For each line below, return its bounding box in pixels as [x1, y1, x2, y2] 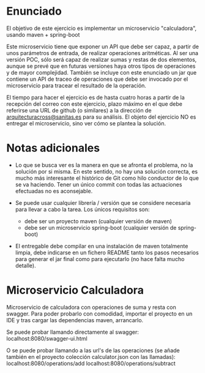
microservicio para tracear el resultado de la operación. [6, 81, 147, 89]
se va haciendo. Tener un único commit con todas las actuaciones [15, 180, 182, 188]
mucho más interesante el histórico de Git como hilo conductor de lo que [15, 174, 199, 182]
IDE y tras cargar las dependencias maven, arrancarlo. [6, 316, 144, 323]
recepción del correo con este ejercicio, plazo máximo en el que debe [6, 100, 182, 108]
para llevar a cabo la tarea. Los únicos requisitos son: [15, 205, 150, 213]
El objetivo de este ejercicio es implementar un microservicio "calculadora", [6, 24, 197, 32]
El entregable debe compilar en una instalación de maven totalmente [15, 242, 188, 249]
